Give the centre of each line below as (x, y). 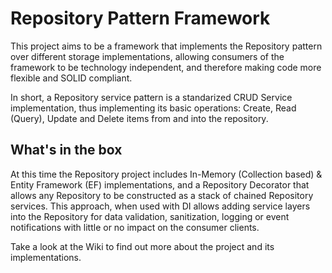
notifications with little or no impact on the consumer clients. (135, 227)
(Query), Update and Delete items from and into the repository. (139, 118)
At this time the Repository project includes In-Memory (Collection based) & (166, 174)
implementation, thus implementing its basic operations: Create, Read (153, 108)
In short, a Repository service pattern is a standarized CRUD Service (151, 97)
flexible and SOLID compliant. (71, 78)
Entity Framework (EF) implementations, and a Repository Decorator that (160, 184)
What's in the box (66, 150)
